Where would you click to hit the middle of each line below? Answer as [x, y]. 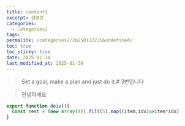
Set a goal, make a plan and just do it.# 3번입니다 [83, 81]
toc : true [19, 46]
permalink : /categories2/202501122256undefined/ [70, 40]
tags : [13, 35]
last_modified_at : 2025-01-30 [45, 63]
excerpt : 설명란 [25, 18]
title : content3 [27, 12]
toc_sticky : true [28, 52]
